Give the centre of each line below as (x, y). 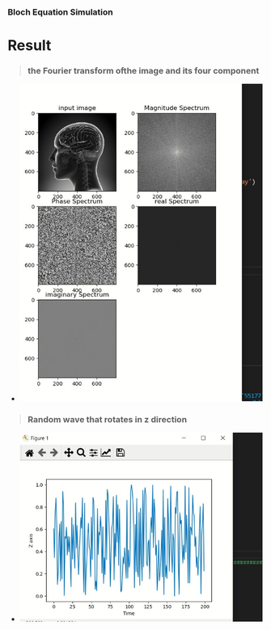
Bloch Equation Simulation (61, 12)
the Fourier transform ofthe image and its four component (143, 71)
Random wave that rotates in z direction (107, 419)
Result (30, 46)
